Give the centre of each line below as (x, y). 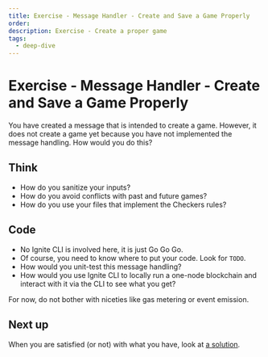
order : (19, 23)
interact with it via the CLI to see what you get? (98, 283)
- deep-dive (36, 46)
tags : (17, 38)
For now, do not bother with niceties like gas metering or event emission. (129, 299)
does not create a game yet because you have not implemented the (120, 134)
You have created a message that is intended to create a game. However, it (133, 125)
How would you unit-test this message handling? (101, 267)
